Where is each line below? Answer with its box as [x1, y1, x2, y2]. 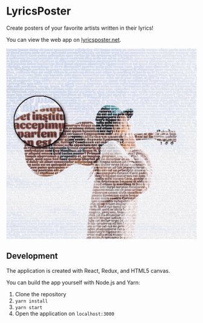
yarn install [14, 298, 48, 304]
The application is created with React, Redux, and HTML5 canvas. [6, 267, 170, 274]
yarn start [14, 304, 43, 310]
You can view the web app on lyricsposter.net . [6, 36, 122, 43]
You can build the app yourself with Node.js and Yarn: [6, 279, 140, 286]
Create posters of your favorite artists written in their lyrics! [6, 24, 154, 32]
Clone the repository [14, 290, 66, 298]
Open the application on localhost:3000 [14, 310, 115, 317]
